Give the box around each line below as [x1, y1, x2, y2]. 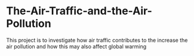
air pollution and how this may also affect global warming [6, 43, 147, 50]
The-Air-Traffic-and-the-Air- [6, 4, 152, 18]
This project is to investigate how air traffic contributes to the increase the [6, 36, 188, 43]
